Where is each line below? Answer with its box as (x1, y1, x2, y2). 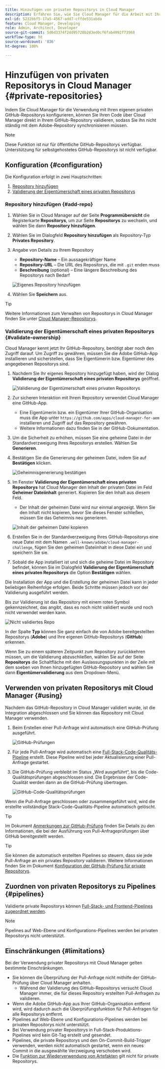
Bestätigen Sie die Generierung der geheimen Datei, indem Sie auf (12, 454, 147, 460)
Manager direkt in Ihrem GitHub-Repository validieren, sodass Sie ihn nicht (5, 117, 156, 123)
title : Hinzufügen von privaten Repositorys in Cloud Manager (5, 7, 135, 12)
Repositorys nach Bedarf (19, 272, 70, 278)
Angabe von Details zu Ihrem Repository (12, 247, 94, 253)
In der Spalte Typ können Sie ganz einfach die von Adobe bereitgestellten (5, 628, 155, 634)
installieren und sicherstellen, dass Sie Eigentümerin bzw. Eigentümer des (5, 356, 154, 361)
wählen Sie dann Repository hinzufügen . (12, 223, 97, 228)
